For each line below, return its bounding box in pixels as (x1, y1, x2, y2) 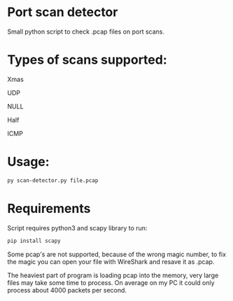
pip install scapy (7, 237, 61, 244)
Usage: (7, 154, 50, 170)
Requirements (7, 200, 91, 216)
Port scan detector (7, 4, 118, 20)
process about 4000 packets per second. (7, 286, 127, 294)
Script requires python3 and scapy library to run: (7, 223, 148, 232)
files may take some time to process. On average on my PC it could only (7, 278, 215, 287)
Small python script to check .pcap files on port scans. (7, 27, 164, 36)
